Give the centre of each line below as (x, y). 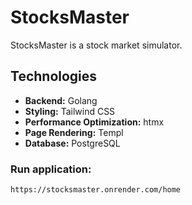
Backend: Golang (61, 100)
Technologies (54, 76)
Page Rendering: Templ (74, 132)
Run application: (51, 169)
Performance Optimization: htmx (94, 122)
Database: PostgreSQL (72, 143)
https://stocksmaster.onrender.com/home (96, 190)
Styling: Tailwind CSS (70, 111)
